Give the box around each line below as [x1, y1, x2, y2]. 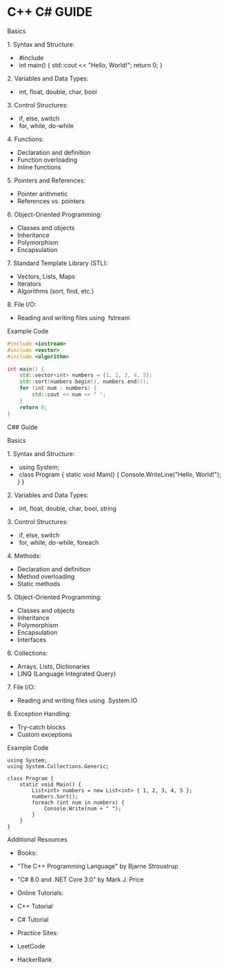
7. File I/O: [7, 683, 36, 691]
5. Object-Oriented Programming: [7, 593, 102, 601]
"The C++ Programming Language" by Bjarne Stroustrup [17, 862, 178, 870]
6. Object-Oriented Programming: [7, 210, 102, 218]
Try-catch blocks [17, 722, 66, 731]
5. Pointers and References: [7, 176, 86, 185]
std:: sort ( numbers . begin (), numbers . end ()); [19, 378, 149, 386]
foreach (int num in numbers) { [32, 799, 125, 806]
